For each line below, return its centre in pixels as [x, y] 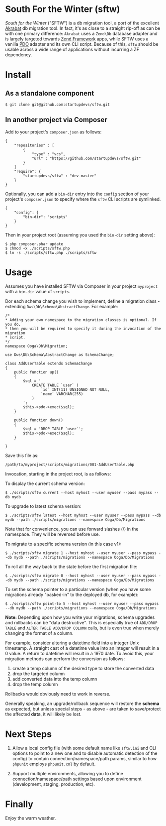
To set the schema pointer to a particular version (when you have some [78, 589]
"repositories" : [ [34, 145]
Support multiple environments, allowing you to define [68, 773]
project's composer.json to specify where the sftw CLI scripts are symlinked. [83, 199]
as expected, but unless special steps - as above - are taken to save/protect [83, 708]
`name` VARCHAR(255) [62, 394]
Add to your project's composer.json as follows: [53, 132]
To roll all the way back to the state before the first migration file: [71, 567]
